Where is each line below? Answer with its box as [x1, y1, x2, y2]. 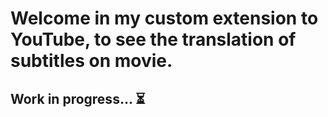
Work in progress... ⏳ [10, 90, 146, 107]
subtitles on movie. [10, 50, 173, 72]
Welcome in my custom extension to [10, 7, 319, 30]
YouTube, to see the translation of [10, 28, 297, 51]
